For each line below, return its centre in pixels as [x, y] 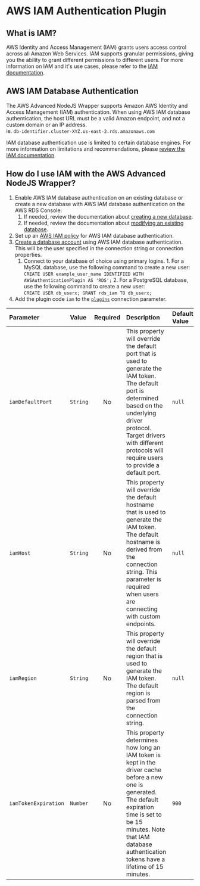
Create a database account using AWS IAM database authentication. [99, 242]
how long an [143, 747]
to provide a [143, 465]
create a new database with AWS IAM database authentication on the [100, 204]
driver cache [144, 770]
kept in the [141, 762]
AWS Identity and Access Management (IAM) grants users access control [96, 47]
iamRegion [23, 678]
